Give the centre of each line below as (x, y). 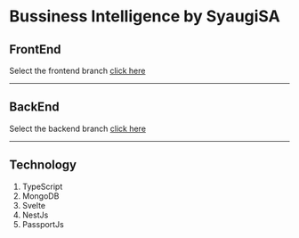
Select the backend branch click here (78, 128)
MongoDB (40, 196)
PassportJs (43, 224)
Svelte (34, 205)
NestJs (35, 215)
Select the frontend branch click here (77, 70)
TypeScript (42, 186)
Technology (43, 165)
